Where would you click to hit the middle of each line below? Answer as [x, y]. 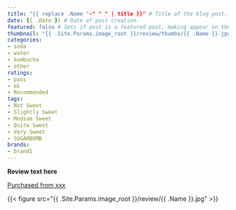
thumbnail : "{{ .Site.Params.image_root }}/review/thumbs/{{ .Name [108, 33]
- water [19, 54]
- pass [17, 79]
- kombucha [23, 60]
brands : [19, 145]
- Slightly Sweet [33, 112]
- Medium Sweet [29, 118]
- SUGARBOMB [25, 138]
